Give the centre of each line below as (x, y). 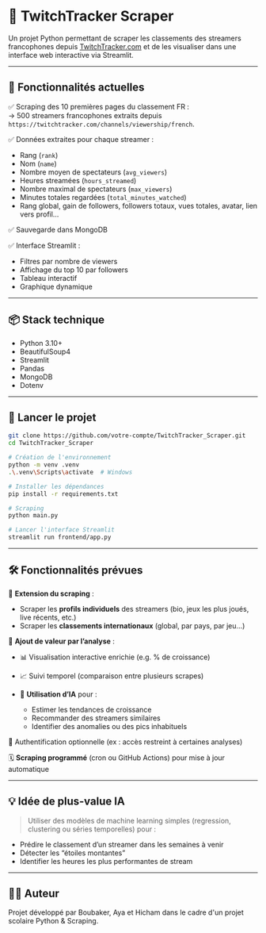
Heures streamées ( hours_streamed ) (78, 180)
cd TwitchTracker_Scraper (51, 443)
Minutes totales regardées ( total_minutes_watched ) (103, 197)
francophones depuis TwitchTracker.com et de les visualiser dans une (122, 46)
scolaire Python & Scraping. (53, 921)
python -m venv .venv (44, 465)
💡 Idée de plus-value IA (66, 802)
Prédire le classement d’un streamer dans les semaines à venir (122, 844)
